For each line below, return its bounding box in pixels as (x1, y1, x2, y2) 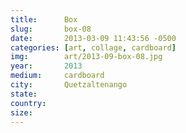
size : (10, 107, 33, 118)
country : (10, 98, 47, 108)
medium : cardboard (10, 71, 105, 81)
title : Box (10, 14, 78, 25)
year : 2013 (10, 61, 83, 71)
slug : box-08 (10, 24, 92, 34)
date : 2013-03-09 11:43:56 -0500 (10, 33, 177, 43)
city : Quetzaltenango (10, 80, 128, 90)
